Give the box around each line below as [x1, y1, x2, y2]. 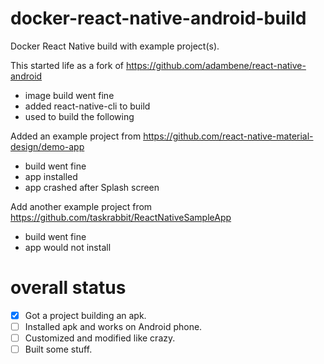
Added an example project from [10, 130, 142, 142]
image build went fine [24, 89, 115, 101]
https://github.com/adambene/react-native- [125, 59, 307, 71]
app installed [24, 170, 78, 182]
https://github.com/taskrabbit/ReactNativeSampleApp [10, 211, 232, 223]
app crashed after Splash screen [24, 181, 160, 193]
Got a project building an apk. [24, 309, 147, 321]
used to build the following [24, 110, 135, 122]
